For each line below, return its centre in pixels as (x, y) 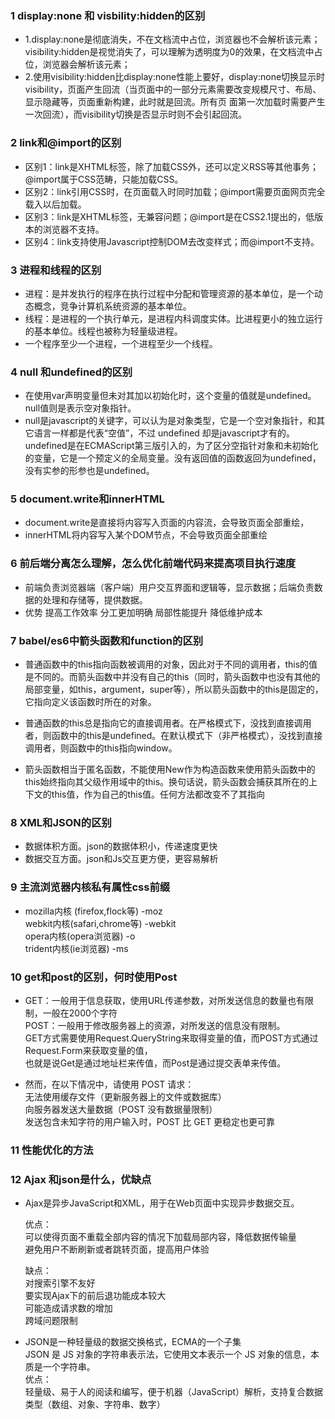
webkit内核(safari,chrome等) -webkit (100, 923)
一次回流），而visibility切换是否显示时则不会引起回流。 (136, 114)
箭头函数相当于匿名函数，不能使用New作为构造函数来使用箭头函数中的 (170, 769)
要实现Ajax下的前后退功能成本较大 (95, 1296)
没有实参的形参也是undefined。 (89, 471)
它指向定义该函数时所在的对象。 (90, 702)
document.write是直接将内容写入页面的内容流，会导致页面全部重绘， (167, 523)
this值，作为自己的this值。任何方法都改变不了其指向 (158, 794)
